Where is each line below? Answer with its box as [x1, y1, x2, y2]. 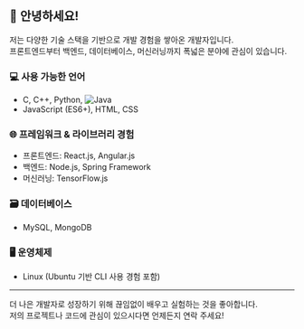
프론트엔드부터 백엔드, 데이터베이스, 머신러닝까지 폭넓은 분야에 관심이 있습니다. [9, 45, 288, 56]
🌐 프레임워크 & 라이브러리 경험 [9, 128, 135, 141]
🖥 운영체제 [9, 246, 52, 258]
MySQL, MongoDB [22, 221, 92, 232]
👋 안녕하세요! [9, 8, 80, 24]
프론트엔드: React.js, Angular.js [22, 150, 136, 161]
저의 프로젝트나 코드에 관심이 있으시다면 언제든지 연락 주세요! [9, 310, 224, 321]
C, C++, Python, [22, 94, 83, 106]
